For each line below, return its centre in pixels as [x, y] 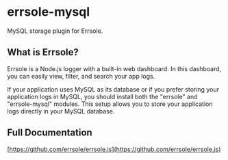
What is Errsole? [43, 52]
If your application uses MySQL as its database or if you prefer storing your [113, 89]
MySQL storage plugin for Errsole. [55, 31]
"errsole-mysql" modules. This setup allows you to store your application [110, 104]
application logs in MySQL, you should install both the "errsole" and [102, 96]
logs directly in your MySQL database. [61, 111]
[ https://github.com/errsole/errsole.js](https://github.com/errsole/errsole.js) [114, 149]
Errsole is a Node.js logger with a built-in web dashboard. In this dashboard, [114, 68]
